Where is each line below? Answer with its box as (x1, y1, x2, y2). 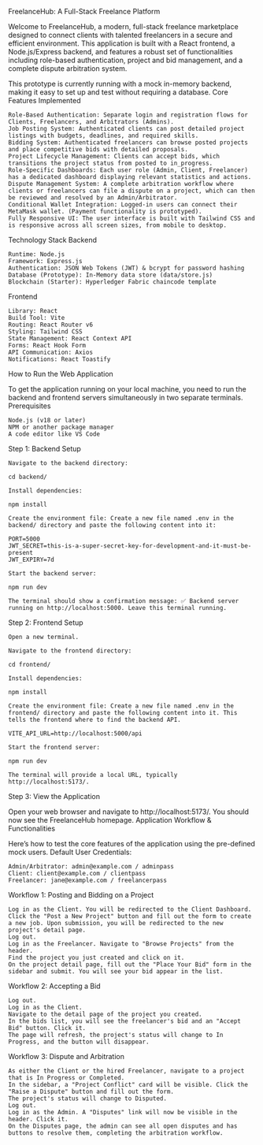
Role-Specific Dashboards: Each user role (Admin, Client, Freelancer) (8, 166, 248, 174)
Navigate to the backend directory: (8, 459, 128, 467)
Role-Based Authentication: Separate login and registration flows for (8, 111, 248, 119)
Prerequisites (8, 401, 51, 411)
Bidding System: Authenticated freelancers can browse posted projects (8, 139, 248, 147)
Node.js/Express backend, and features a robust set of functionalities (8, 47, 234, 56)
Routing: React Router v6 (8, 321, 93, 329)
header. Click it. (8, 1115, 69, 1123)
